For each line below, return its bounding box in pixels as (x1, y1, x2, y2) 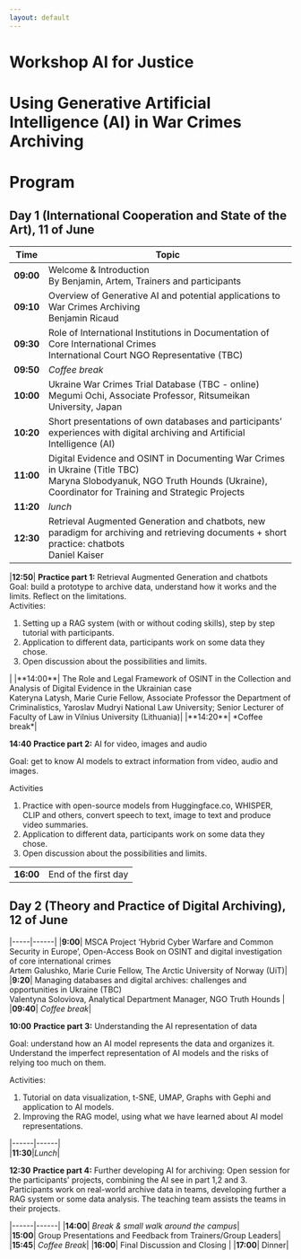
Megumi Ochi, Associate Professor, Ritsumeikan (47, 390, 251, 401)
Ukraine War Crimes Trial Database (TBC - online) (47, 378, 260, 391)
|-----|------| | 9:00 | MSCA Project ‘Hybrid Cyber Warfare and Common (9, 936, 274, 947)
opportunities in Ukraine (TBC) (9, 984, 123, 995)
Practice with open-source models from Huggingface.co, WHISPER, (21, 800, 273, 811)
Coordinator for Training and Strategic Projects (47, 486, 245, 498)
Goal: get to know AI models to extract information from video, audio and (9, 756, 279, 766)
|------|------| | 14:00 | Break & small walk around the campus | (9, 1220, 240, 1231)
